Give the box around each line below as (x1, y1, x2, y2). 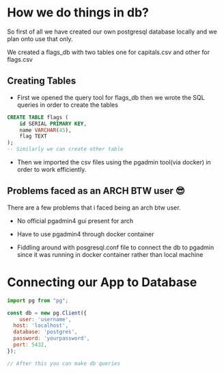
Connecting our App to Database (7, 275, 197, 290)
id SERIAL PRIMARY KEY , (19, 120, 87, 127)
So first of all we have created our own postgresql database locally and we (7, 27, 217, 36)
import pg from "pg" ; (7, 297, 69, 304)
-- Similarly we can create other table (7, 146, 124, 153)
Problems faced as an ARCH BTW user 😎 (7, 185, 186, 197)
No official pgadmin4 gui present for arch (16, 216, 134, 225)
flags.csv (7, 55, 33, 63)
